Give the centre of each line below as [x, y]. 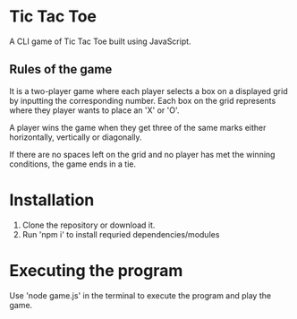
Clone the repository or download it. [89, 225]
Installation [52, 200]
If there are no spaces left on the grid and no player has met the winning [142, 154]
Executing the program [96, 270]
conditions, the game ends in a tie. [73, 164]
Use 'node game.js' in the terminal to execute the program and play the [140, 295]
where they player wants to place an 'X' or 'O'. [94, 110]
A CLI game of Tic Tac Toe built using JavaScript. [100, 41]
